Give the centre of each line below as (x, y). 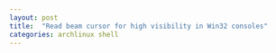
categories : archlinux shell (64, 34)
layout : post (34, 18)
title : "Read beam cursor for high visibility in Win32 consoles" (139, 26)
